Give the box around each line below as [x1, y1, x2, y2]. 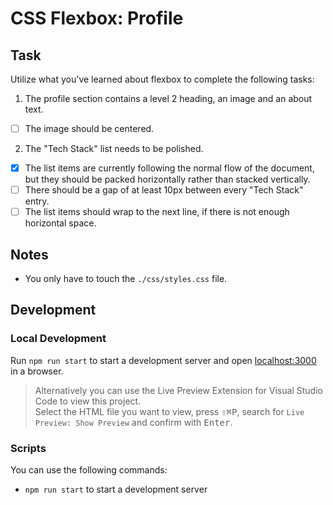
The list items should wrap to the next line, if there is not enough [24, 206, 290, 218]
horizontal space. [24, 217, 97, 229]
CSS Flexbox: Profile [10, 7, 184, 30]
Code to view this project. [34, 395, 142, 407]
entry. [24, 195, 50, 207]
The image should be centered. [24, 123, 155, 134]
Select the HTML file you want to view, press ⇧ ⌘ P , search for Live [34, 405, 305, 417]
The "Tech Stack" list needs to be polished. [24, 143, 204, 155]
